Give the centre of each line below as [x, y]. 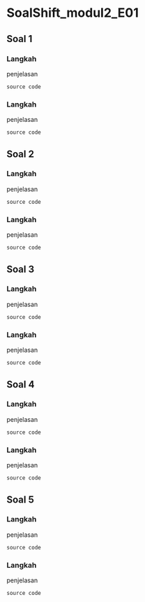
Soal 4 [21, 384]
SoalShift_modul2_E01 [72, 13]
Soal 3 [21, 269]
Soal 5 [20, 499]
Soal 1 [20, 39]
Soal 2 [20, 154]
